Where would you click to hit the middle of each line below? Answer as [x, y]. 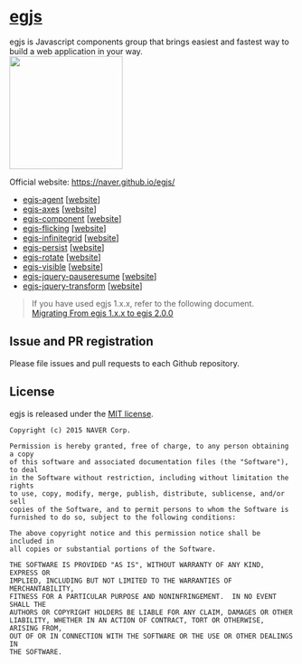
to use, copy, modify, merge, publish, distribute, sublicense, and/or [147, 493]
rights [22, 486]
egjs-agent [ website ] [61, 199]
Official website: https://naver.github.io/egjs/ [92, 182]
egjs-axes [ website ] [59, 209]
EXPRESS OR [30, 573]
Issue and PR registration [81, 341]
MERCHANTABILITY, [42, 588]
